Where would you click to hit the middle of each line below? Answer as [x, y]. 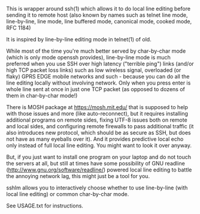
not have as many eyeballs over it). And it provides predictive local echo [95, 139]
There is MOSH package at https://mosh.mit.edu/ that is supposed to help [97, 107]
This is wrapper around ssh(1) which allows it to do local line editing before [98, 9]
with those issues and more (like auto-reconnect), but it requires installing [97, 114]
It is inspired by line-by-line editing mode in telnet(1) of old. [79, 39]
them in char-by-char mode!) [42, 96]
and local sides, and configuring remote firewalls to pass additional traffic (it [100, 126]
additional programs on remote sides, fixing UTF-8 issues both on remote [97, 120]
